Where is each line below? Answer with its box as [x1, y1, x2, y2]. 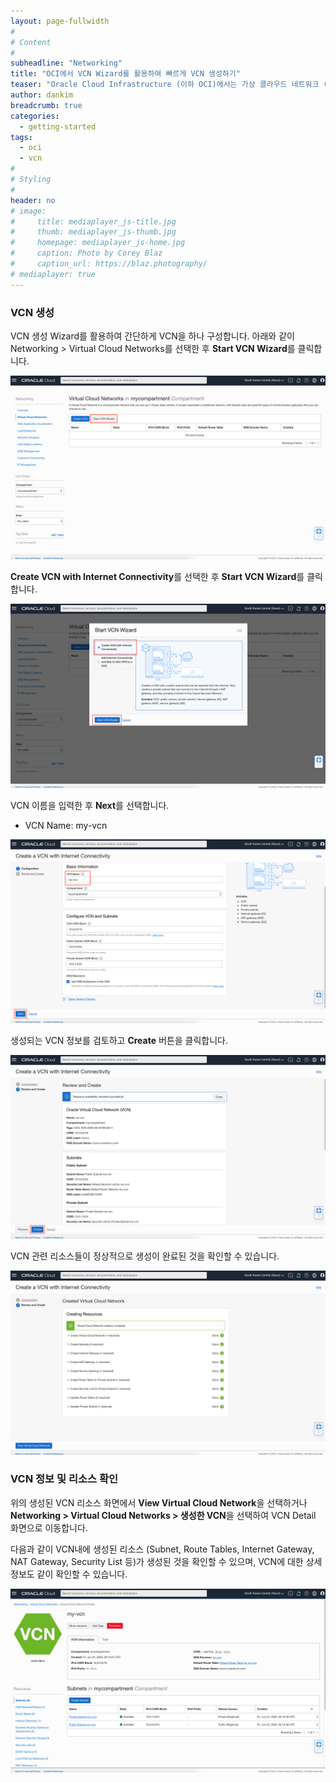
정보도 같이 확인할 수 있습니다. [10, 1568, 128, 1580]
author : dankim [10, 90, 74, 100]
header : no [10, 195, 56, 205]
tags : [10, 132, 33, 142]
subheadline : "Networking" [10, 58, 123, 69]
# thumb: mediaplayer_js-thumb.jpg [10, 227, 177, 237]
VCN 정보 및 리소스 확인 [10, 1472, 119, 1486]
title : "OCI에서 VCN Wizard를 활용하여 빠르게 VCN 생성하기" [10, 69, 241, 79]
